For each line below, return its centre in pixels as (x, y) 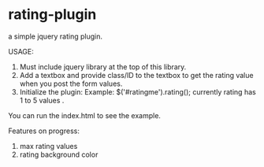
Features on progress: (44, 131)
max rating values (48, 146)
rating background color (59, 154)
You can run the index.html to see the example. (85, 115)
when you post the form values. (71, 83)
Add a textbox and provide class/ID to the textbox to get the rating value (136, 75)
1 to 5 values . (42, 100)
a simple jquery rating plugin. (56, 36)
